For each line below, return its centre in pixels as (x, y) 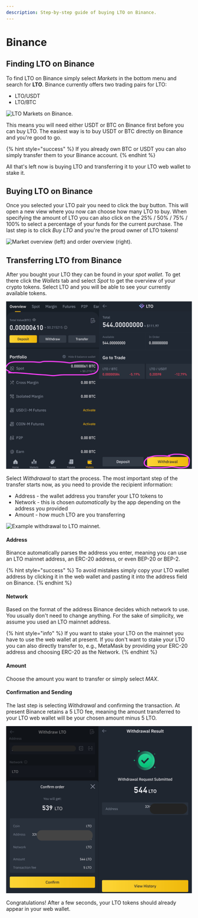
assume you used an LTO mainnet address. (58, 622)
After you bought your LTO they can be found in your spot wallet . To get (93, 274)
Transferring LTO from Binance (64, 260)
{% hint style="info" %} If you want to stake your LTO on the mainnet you (95, 634)
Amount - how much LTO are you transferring (70, 515)
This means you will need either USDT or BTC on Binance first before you (95, 125)
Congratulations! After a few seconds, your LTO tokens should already (91, 903)
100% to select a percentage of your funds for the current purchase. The (95, 224)
